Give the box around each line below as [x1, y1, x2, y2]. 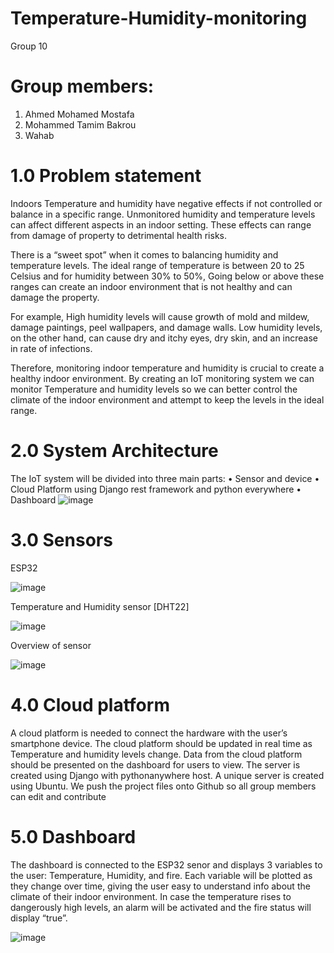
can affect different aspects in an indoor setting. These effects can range [10, 218, 312, 231]
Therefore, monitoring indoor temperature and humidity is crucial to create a [10, 362, 325, 374]
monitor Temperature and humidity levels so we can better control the [10, 383, 298, 395]
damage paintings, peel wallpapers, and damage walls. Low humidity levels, [10, 321, 323, 333]
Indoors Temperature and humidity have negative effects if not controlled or [10, 197, 323, 209]
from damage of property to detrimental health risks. [10, 229, 228, 241]
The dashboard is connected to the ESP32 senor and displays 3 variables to [10, 858, 323, 871]
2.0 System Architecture [10, 440, 219, 462]
